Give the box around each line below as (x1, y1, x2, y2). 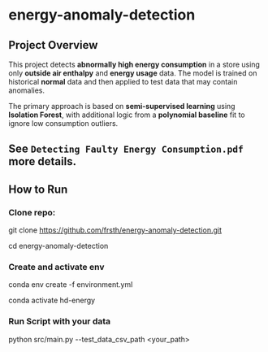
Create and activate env (8, 262, 105, 272)
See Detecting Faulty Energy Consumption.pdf (8, 142, 244, 156)
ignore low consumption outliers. (8, 119, 119, 128)
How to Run (8, 182, 68, 196)
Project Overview (8, 38, 98, 52)
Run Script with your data (8, 315, 111, 327)
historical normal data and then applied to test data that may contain (8, 77, 238, 86)
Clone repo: (8, 206, 56, 218)
